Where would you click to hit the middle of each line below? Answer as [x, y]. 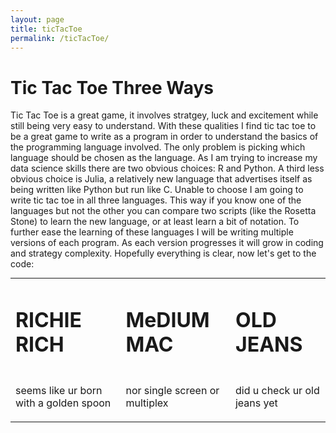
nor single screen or [172, 390]
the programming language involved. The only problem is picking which [158, 147]
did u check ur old [277, 390]
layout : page [37, 19]
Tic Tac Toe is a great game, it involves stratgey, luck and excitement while [164, 115]
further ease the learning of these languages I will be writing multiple [152, 232]
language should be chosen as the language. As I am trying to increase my [164, 158]
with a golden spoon [63, 403]
